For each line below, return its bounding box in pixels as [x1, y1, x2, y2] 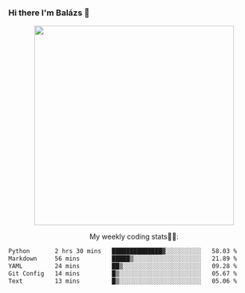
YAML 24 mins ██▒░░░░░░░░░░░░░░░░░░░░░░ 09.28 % [8, 263, 238, 271]
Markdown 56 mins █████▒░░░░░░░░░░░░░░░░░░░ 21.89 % [8, 255, 238, 263]
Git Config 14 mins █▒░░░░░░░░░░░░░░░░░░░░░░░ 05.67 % [8, 269, 238, 278]
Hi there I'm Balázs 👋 [8, 7, 90, 18]
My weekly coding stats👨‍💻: [89, 232, 180, 242]
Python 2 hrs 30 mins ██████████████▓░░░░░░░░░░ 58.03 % [8, 247, 238, 255]
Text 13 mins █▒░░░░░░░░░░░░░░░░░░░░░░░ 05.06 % [8, 277, 238, 285]
